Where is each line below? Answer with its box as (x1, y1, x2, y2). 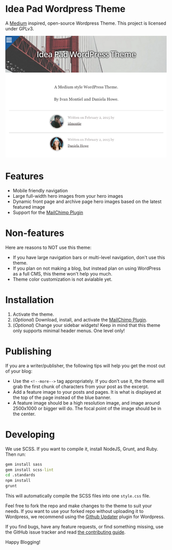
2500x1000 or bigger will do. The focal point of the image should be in (12, 405, 161, 411)
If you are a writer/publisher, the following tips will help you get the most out (5, 362, 165, 369)
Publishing (5, 345, 52, 357)
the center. (12, 411, 36, 417)
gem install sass (5, 462, 42, 467)
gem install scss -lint (5, 467, 54, 472)
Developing (5, 429, 55, 440)
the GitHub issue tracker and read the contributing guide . (5, 529, 126, 535)
